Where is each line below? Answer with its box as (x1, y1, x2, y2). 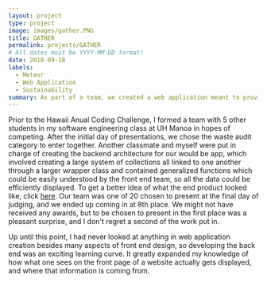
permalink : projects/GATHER (8, 41, 102, 49)
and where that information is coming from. (8, 266, 150, 276)
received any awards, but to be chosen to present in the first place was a (8, 208, 247, 218)
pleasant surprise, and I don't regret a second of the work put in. (8, 217, 220, 226)
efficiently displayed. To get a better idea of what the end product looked (8, 183, 248, 192)
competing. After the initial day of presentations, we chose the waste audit (8, 132, 252, 142)
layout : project (8, 11, 62, 20)
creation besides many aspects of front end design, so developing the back (8, 241, 256, 250)
